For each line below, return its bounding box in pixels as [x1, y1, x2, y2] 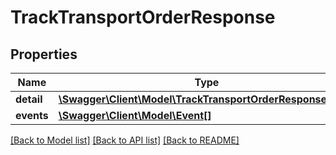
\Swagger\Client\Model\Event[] [58, 109, 212, 122]
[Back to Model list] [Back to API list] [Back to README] [10, 134, 240, 146]
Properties [10, 46, 78, 63]
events [15, 109, 49, 122]
